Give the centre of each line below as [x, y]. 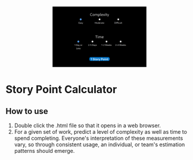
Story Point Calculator [61, 89]
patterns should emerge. [44, 151]
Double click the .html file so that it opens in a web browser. [88, 125]
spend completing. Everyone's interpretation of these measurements [99, 139]
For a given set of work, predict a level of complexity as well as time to [100, 132]
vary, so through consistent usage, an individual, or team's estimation [99, 144]
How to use [27, 111]
